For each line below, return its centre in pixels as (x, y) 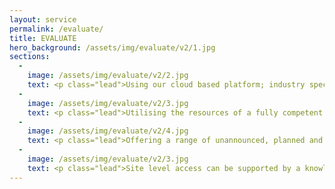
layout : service (43, 19)
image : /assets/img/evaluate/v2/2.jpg (108, 76)
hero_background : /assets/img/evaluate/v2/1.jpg (112, 47)
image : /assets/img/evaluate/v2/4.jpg (108, 131)
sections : (30, 57)
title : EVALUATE (43, 38)
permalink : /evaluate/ (56, 29)
